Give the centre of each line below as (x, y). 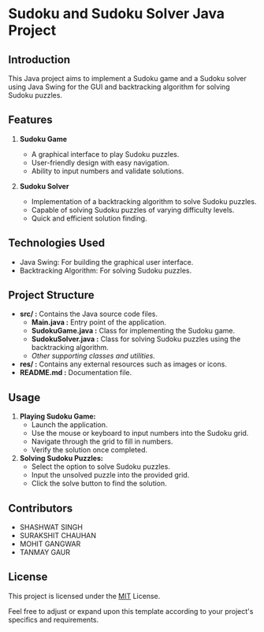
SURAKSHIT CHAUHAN (58, 536)
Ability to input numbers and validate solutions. (108, 171)
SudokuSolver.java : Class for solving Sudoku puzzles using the (136, 339)
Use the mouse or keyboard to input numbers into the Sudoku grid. (140, 433)
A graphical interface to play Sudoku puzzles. (105, 154)
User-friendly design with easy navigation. (100, 162)
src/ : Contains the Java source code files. (89, 314)
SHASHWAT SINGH (51, 527)
